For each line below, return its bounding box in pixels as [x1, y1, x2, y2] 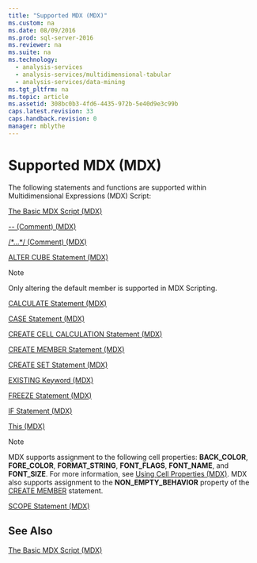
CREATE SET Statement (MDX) [8, 360, 108, 370]
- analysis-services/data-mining [15, 78, 126, 86]
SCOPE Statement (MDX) [8, 501, 90, 511]
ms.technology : [8, 56, 59, 64]
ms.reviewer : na [8, 41, 62, 49]
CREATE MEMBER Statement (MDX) [8, 344, 125, 354]
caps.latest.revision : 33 [8, 108, 93, 116]
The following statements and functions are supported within [8, 182, 207, 192]
